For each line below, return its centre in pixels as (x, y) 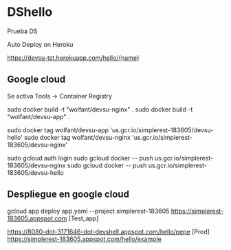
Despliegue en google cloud (68, 195)
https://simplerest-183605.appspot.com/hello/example (84, 239)
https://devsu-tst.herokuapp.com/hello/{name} (73, 58)
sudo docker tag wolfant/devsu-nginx (77, 137)
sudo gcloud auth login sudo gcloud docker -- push (80, 158)
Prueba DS (22, 31)
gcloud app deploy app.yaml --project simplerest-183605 (88, 211)
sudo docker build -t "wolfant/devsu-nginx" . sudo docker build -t (100, 109)
